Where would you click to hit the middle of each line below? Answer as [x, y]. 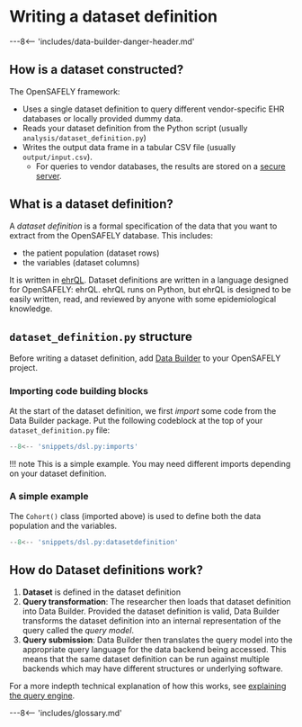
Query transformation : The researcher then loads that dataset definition [157, 601]
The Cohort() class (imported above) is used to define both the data [135, 516]
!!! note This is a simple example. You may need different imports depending [150, 463]
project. [24, 368]
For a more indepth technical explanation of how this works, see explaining [148, 686]
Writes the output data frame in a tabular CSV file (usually [129, 147]
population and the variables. [63, 525]
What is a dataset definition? [91, 204]
